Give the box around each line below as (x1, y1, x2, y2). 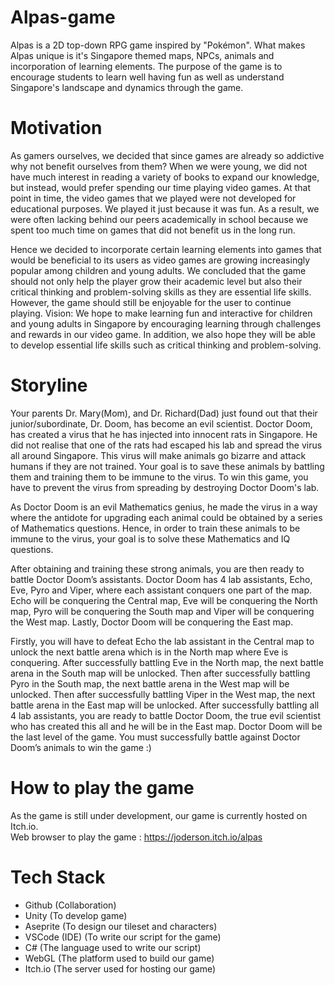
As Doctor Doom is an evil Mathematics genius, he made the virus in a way (10, 501, 318, 513)
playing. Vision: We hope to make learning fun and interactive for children (10, 307, 313, 319)
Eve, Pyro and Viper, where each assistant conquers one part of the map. (10, 584, 313, 596)
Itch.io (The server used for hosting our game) (24, 962, 217, 975)
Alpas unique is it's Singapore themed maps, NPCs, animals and (10, 49, 275, 61)
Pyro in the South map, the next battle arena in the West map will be (10, 677, 290, 690)
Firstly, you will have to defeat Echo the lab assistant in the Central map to (10, 635, 315, 647)
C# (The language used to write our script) (24, 941, 202, 953)
